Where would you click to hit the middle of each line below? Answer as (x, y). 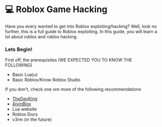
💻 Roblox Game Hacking (56, 10)
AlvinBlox (22, 104)
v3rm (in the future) (32, 120)
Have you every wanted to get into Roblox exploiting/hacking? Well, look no (81, 26)
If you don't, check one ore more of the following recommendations (73, 89)
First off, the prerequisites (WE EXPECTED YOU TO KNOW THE (69, 60)
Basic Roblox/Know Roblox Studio (46, 80)
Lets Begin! (19, 49)
